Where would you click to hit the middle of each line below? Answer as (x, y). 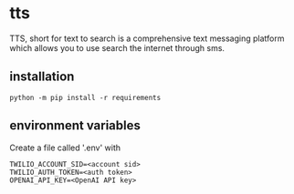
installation (42, 77)
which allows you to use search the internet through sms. (117, 47)
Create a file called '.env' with (65, 148)
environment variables (75, 126)
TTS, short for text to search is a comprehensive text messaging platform (147, 38)
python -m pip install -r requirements (85, 97)
